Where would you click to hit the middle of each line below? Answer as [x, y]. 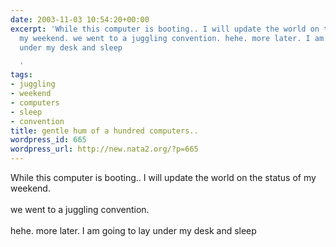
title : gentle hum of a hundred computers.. [104, 131]
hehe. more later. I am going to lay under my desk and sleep [133, 230]
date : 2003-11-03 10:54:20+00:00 [80, 19]
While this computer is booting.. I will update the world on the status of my [163, 177]
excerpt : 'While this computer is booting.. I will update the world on [165, 29]
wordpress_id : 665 [48, 140]
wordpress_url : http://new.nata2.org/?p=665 [104, 149]
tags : [21, 75]
